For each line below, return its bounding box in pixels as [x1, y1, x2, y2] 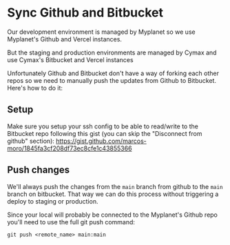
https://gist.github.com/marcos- [56, 137, 147, 145]
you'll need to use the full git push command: [7, 217, 136, 226]
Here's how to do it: [7, 84, 63, 92]
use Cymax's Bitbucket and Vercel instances [7, 55, 134, 63]
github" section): [7, 137, 55, 145]
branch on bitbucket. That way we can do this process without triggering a [7, 190, 219, 198]
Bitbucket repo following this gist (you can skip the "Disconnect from [7, 129, 202, 137]
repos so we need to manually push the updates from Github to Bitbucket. [7, 76, 217, 84]
